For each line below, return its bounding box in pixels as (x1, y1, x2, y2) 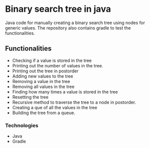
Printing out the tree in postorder (12, 68, 79, 74)
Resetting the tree (12, 94, 49, 100)
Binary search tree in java (5, 3, 112, 15)
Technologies (5, 122, 38, 129)
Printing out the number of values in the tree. (12, 62, 103, 68)
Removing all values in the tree (12, 84, 75, 89)
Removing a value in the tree (12, 78, 70, 84)
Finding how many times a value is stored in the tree (12, 89, 118, 94)
